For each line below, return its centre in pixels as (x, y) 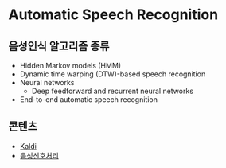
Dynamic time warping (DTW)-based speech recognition (113, 74)
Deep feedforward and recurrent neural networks (112, 91)
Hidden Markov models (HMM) (70, 66)
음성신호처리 (39, 155)
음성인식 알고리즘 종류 (59, 46)
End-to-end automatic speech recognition (88, 100)
